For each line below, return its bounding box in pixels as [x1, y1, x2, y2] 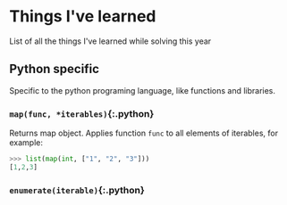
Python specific [9, 61, 100, 77]
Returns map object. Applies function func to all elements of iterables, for [9, 127, 279, 139]
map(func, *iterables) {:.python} [9, 107, 155, 119]
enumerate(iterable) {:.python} [9, 184, 145, 196]
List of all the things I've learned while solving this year [9, 36, 212, 46]
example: [9, 137, 43, 148]
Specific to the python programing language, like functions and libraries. [9, 85, 275, 95]
